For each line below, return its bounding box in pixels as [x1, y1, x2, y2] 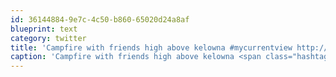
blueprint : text [10, 24, 78, 34]
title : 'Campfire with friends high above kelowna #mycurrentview [10, 42, 293, 53]
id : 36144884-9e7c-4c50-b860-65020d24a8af [10, 14, 190, 25]
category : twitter [10, 33, 87, 43]
